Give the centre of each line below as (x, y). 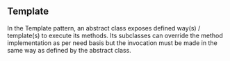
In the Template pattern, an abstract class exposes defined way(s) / (104, 28)
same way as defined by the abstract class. (69, 50)
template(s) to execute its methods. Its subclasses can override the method (115, 35)
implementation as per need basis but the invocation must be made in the (112, 43)
